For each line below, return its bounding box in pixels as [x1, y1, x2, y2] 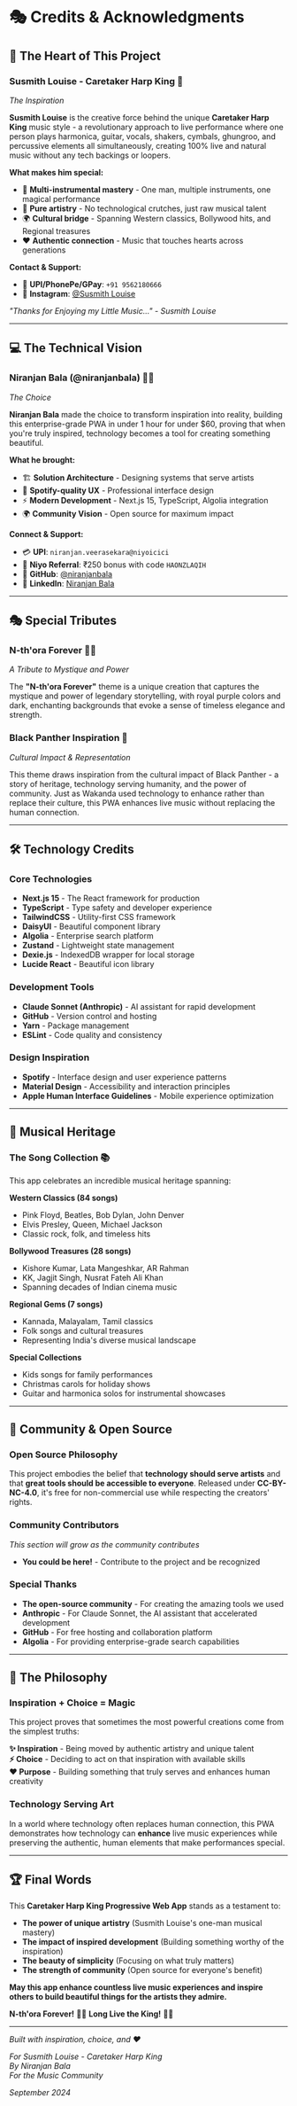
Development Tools [9, 981, 95, 994]
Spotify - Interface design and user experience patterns [21, 1072, 227, 1082]
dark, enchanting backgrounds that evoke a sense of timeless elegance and [9, 700, 286, 711]
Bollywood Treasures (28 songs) [9, 1245, 132, 1256]
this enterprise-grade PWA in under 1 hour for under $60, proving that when [9, 418, 286, 429]
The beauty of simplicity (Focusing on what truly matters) [21, 1955, 235, 1966]
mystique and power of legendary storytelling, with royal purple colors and [9, 690, 281, 701]
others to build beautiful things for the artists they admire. [9, 1991, 227, 2001]
